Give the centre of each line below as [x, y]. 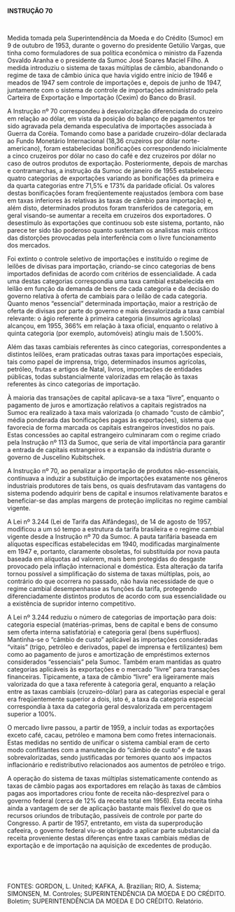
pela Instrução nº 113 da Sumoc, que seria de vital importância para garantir [116, 442]
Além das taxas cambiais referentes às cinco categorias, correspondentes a [117, 347]
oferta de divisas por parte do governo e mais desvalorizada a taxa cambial [116, 311]
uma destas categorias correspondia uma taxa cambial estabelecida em [111, 281]
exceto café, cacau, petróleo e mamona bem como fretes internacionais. [112, 735]
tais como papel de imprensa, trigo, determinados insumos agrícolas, [107, 362]
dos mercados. [29, 245]
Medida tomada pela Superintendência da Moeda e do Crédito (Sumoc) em [115, 38]
